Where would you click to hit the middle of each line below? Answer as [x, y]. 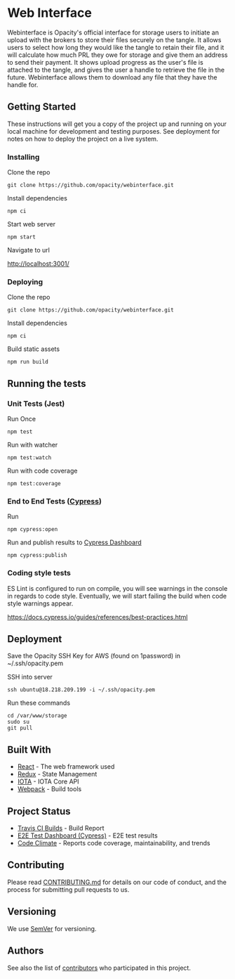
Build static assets [34, 349]
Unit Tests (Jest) [36, 404]
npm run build [28, 362]
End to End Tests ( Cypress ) [54, 501]
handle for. [23, 84]
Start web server [32, 224]
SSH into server [30, 677]
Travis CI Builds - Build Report [61, 828]
